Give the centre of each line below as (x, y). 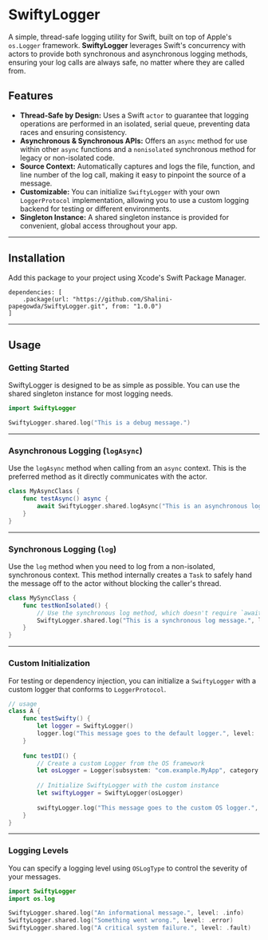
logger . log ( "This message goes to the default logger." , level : (146, 734)
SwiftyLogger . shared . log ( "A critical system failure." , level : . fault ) (130, 928)
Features (31, 96)
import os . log (32, 898)
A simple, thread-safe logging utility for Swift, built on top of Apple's (120, 37)
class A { (25, 711)
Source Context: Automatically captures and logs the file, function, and (137, 166)
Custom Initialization (49, 663)
